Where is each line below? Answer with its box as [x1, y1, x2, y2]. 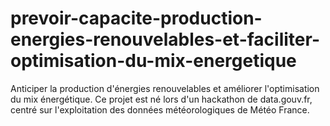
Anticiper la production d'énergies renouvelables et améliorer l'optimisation [10, 82, 320, 94]
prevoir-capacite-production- [10, 7, 263, 30]
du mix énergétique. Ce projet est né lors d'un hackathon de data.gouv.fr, [10, 93, 313, 105]
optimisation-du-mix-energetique [10, 50, 297, 72]
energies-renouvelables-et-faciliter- [10, 28, 320, 51]
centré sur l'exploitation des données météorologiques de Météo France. [10, 103, 310, 116]
